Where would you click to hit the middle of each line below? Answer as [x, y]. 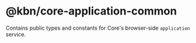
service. [16, 34]
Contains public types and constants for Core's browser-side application [98, 28]
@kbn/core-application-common [91, 11]
